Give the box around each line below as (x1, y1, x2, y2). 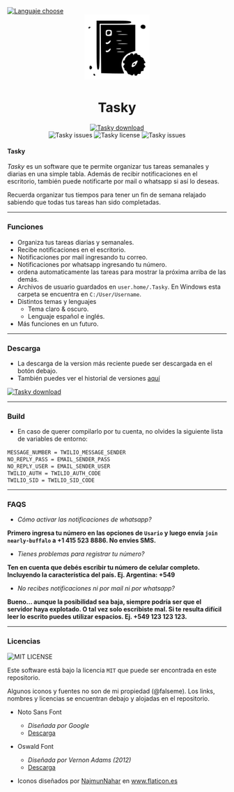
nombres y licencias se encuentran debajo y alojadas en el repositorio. (7, 694, 210, 703)
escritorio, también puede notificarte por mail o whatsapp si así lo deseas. (7, 177, 219, 185)
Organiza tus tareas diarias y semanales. (17, 238, 134, 246)
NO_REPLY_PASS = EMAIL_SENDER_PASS (7, 456, 111, 463)
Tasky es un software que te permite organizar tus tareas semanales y (7, 162, 210, 171)
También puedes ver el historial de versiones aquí (17, 374, 160, 382)
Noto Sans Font (17, 708, 62, 716)
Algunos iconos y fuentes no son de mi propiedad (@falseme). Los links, (7, 687, 215, 695)
